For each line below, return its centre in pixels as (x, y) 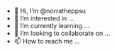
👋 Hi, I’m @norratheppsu (50, 11)
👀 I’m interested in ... (44, 18)
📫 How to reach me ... (47, 41)
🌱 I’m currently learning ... (52, 26)
